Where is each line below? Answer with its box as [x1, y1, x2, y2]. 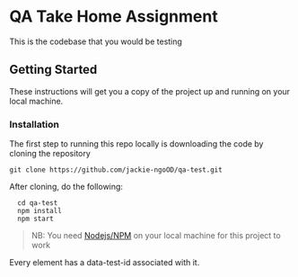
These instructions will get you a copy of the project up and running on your [9, 85, 290, 96]
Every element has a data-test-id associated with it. [9, 257, 200, 268]
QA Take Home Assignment [9, 6, 218, 27]
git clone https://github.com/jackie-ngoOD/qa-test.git [9, 165, 223, 174]
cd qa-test [17, 199, 58, 208]
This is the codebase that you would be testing [9, 36, 182, 47]
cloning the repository [9, 148, 92, 159]
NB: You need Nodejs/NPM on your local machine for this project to [31, 230, 281, 241]
